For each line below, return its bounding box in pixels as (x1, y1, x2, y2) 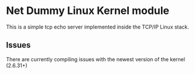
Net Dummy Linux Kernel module (6, 4, 170, 17)
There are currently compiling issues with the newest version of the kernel (6, 55, 186, 62)
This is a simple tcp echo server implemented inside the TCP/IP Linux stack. (6, 23, 189, 30)
